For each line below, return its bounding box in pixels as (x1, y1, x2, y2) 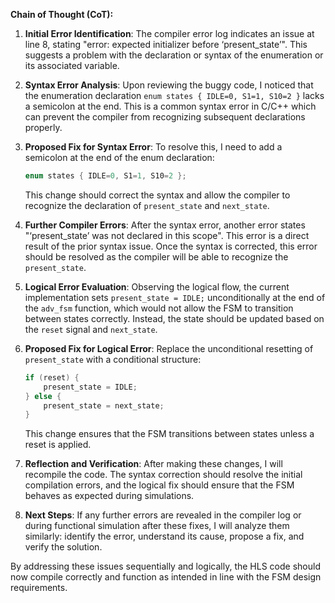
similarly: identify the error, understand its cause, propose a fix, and (24, 530, 305, 543)
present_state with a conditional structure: (24, 353, 202, 365)
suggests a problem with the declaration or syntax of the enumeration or (24, 49, 324, 61)
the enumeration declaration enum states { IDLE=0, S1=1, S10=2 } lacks (24, 90, 325, 101)
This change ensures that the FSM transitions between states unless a (24, 428, 315, 440)
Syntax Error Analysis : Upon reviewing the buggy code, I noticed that (24, 79, 314, 91)
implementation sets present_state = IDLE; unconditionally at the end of (24, 291, 326, 303)
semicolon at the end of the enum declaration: (24, 152, 215, 163)
